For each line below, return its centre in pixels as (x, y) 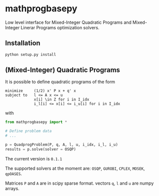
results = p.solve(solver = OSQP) (41, 149)
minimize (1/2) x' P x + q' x (41, 91)
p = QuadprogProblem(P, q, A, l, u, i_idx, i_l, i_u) (62, 145)
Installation (23, 43)
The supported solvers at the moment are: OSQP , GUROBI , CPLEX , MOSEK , (75, 168)
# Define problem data (28, 131)
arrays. (12, 188)
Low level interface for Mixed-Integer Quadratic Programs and (68, 22)
